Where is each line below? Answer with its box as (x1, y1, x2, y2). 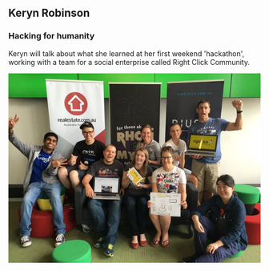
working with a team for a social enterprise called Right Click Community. (8, 57, 251, 67)
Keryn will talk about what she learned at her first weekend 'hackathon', (8, 48, 245, 59)
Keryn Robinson (8, 6, 90, 20)
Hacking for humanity (8, 30, 95, 42)
